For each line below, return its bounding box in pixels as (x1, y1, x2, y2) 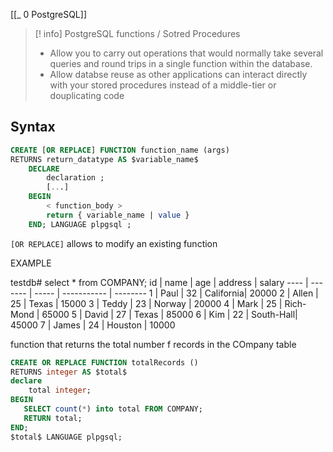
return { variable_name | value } (46, 210, 190, 220)
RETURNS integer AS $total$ (10, 367, 128, 377)
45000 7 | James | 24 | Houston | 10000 (10, 319, 176, 331)
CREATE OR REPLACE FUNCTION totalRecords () (10, 357, 199, 368)
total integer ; (28, 385, 92, 396)
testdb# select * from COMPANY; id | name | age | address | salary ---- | (10, 276, 309, 288)
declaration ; (46, 173, 105, 183)
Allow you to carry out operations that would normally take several (49, 47, 324, 59)
